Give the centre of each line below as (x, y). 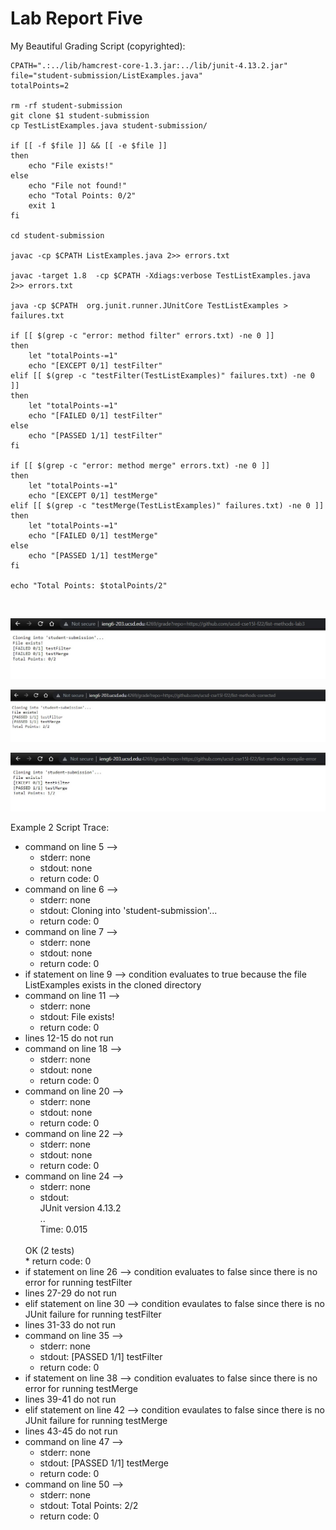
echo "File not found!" (78, 185)
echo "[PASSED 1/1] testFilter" (95, 435)
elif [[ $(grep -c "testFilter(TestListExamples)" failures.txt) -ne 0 (162, 375)
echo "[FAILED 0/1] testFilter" (95, 415)
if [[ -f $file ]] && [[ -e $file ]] (89, 145)
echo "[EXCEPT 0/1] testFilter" (95, 365)
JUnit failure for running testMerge (96, 1420)
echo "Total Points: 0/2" (82, 195)
